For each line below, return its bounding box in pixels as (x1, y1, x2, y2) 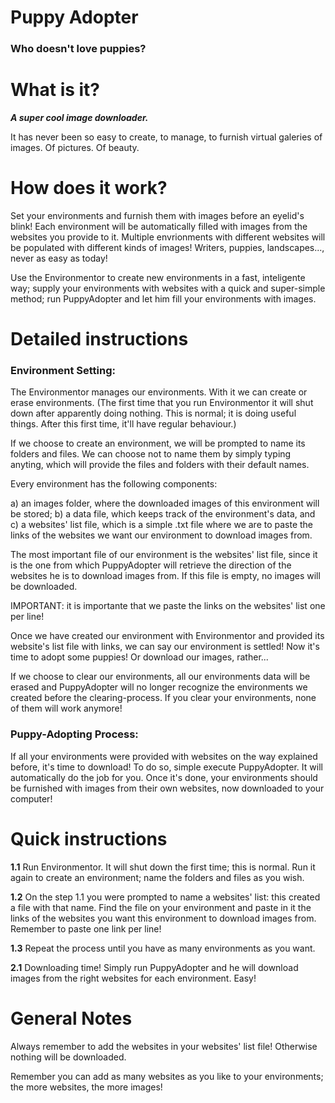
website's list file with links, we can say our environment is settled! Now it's (10, 641, 320, 653)
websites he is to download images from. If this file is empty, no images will (10, 570, 321, 582)
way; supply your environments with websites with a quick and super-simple (10, 282, 326, 294)
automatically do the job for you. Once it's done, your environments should (10, 771, 318, 783)
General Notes (10, 1007, 133, 1030)
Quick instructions (10, 827, 168, 850)
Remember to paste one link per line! (10, 922, 162, 935)
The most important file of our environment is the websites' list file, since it (10, 549, 318, 561)
